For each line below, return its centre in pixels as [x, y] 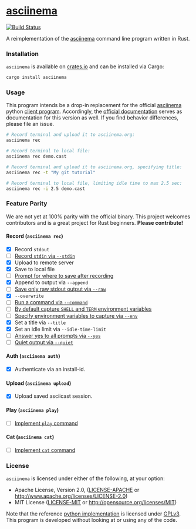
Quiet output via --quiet [44, 342]
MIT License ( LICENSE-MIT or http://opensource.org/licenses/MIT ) [96, 503]
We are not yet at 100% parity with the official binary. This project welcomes [98, 217]
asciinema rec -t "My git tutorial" [51, 172]
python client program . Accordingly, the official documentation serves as [94, 112]
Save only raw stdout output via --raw [60, 289]
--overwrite [29, 296]
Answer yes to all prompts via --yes [58, 335]
